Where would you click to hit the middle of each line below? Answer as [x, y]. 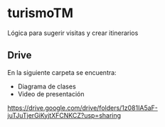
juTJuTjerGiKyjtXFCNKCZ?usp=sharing [64, 115]
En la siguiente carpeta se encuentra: [62, 72]
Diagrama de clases [47, 86]
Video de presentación [51, 93]
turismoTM [40, 13]
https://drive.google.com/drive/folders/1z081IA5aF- [83, 108]
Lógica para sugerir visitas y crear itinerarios [73, 33]
